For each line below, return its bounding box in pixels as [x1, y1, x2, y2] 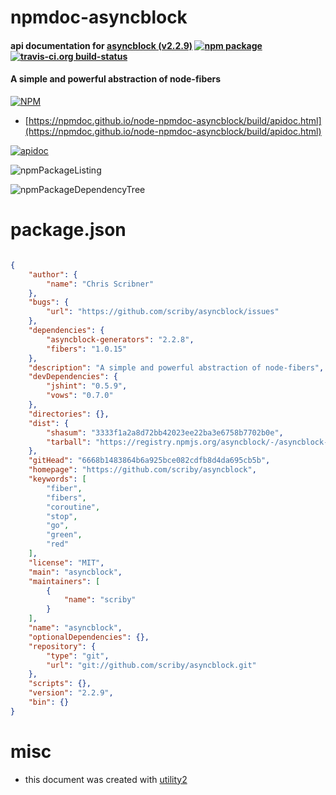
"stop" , [46, 511, 78, 521]
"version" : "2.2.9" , [28, 688, 114, 698]
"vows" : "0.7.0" [46, 391, 114, 401]
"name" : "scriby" [63, 595, 137, 605]
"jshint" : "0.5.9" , [46, 381, 128, 391]
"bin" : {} [28, 697, 70, 708]
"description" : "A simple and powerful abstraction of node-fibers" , [28, 362, 325, 373]
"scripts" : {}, [28, 679, 92, 689]
